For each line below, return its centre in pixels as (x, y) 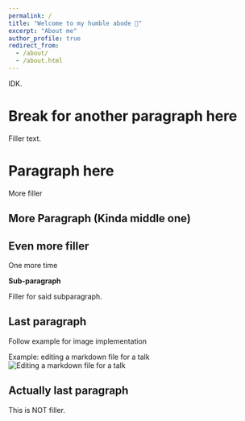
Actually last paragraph (69, 391)
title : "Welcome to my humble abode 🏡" (75, 23)
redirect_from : (34, 46)
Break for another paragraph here (123, 116)
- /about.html (39, 61)
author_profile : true (45, 38)
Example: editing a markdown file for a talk (79, 357)
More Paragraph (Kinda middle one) (100, 219)
